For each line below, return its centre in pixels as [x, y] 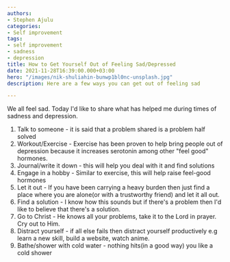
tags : [15, 39]
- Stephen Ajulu [30, 20]
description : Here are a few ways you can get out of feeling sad [104, 83]
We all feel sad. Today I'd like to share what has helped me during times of [112, 109]
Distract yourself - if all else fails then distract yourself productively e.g [117, 231]
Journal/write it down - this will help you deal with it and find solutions [116, 166]
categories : [24, 26]
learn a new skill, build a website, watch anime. [83, 238]
